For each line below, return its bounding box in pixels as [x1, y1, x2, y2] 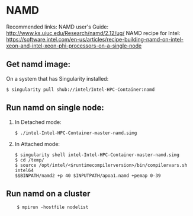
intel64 [14, 167, 34, 173]
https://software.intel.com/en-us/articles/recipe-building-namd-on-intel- [6, 36, 184, 43]
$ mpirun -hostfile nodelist [17, 204, 89, 211]
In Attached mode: [14, 140, 60, 147]
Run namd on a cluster [6, 188, 91, 199]
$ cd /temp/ [14, 157, 44, 163]
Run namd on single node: [6, 103, 105, 113]
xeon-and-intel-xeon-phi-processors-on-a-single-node [6, 42, 142, 49]
